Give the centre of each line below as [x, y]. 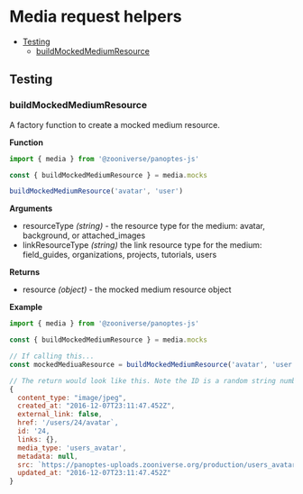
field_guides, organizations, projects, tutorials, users [119, 255]
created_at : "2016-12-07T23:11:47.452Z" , [96, 406]
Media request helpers [96, 17]
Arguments [31, 208]
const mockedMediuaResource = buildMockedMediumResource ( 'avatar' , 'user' [153, 364]
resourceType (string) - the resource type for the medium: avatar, [144, 226]
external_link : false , [60, 415]
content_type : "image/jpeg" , [72, 398]
